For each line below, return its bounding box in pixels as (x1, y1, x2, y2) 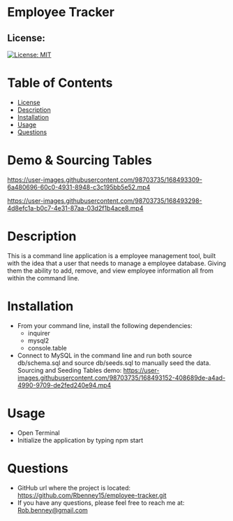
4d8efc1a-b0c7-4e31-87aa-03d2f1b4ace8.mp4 (7, 204, 144, 212)
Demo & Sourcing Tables (7, 152, 152, 169)
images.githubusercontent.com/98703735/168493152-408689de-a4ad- (17, 373, 226, 382)
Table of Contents (7, 75, 113, 91)
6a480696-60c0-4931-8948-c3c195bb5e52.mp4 (7, 183, 151, 191)
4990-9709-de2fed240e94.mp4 (17, 380, 112, 389)
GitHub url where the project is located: (17, 483, 131, 492)
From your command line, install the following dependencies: (17, 321, 193, 329)
